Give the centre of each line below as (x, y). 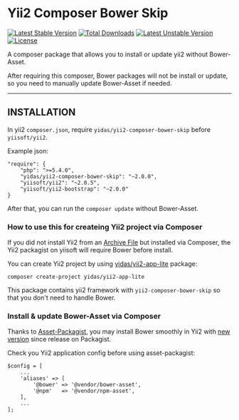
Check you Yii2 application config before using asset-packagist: (101, 353)
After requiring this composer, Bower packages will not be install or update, (118, 76)
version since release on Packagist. (59, 339)
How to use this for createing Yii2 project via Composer (105, 227)
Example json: (28, 150)
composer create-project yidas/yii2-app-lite (76, 277)
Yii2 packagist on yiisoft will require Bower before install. (90, 250)
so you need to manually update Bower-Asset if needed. (90, 83)
